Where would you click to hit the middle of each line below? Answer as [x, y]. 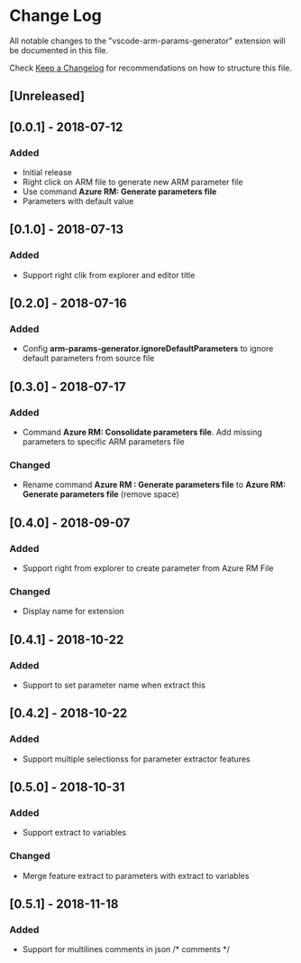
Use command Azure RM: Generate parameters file [119, 192]
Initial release [47, 173]
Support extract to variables [74, 833]
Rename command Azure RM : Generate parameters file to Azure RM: [154, 485]
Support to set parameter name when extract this [114, 685]
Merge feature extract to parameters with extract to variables [136, 875]
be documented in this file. [59, 50]
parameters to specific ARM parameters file [103, 442]
